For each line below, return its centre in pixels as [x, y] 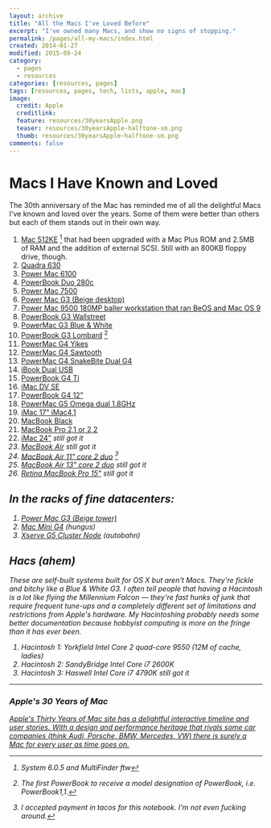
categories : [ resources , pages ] [63, 83]
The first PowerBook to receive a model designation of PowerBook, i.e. [138, 784]
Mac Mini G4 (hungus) [58, 527]
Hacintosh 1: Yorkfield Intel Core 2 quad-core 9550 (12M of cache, [131, 647]
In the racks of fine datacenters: [92, 499]
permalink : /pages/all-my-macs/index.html [81, 38]
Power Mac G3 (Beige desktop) [73, 300]
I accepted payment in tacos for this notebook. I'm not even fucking [133, 808]
